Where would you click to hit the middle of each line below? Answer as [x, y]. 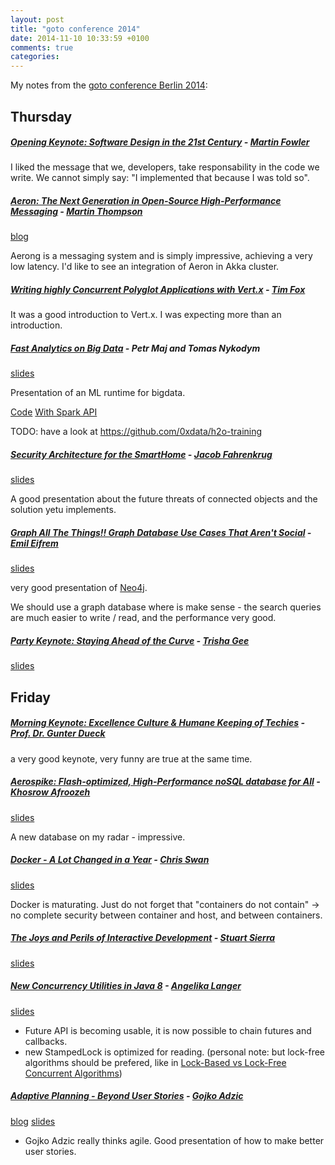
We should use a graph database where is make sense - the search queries [166, 607]
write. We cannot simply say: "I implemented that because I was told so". [160, 178]
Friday [30, 697]
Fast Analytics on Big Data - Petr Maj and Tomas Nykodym [135, 348]
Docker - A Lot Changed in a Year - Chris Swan [110, 860]
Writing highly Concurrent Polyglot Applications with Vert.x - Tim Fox [158, 290]
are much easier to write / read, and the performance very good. [143, 618]
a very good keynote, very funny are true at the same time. [131, 758]
